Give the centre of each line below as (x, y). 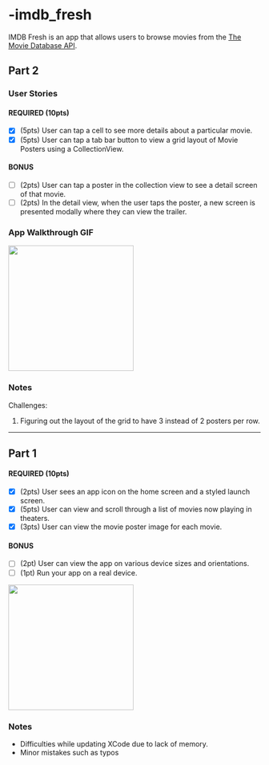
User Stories (33, 94)
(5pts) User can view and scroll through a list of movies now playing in (136, 509)
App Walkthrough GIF (51, 232)
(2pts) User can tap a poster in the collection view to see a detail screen (139, 185)
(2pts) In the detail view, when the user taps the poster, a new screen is (138, 202)
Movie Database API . (43, 45)
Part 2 (24, 71)
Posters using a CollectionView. (72, 149)
